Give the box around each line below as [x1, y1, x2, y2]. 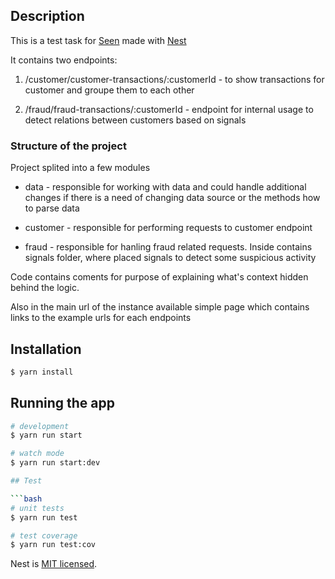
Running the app [10, 395, 115, 412]
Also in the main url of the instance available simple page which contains [10, 301, 310, 313]
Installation [10, 340, 82, 358]
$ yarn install [10, 367, 74, 377]
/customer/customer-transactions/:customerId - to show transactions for [24, 73, 325, 85]
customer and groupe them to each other [24, 84, 195, 96]
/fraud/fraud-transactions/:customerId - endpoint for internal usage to [24, 103, 314, 115]
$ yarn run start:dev [10, 458, 101, 468]
